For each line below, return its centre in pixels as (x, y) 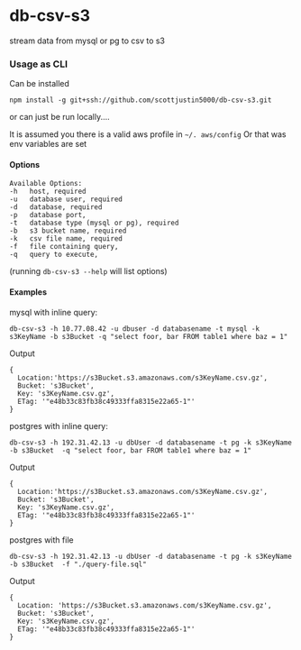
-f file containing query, (64, 247)
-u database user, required (66, 199)
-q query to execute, (54, 255)
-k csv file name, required (66, 239)
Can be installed (40, 84)
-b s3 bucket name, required (68, 231)
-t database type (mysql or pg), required (94, 223)
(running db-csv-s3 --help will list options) (89, 271)
